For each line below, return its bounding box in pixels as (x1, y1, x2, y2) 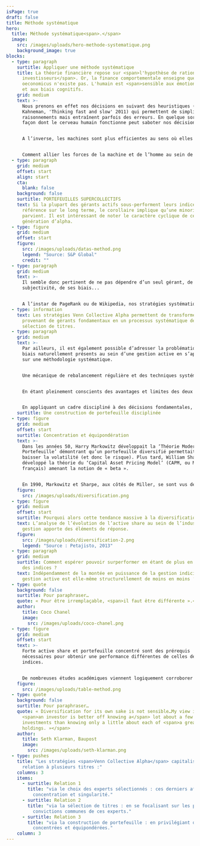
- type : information (11, 306, 62, 312)
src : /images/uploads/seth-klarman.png (27, 747, 127, 753)
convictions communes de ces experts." (32, 808, 132, 814)
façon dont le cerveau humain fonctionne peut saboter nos (21, 120, 171, 126)
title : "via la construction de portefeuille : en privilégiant (27, 819, 190, 826)
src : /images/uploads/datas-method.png (21, 246, 121, 252)
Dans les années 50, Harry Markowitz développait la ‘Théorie (21, 443, 180, 450)
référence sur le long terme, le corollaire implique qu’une (21, 207, 177, 213)
